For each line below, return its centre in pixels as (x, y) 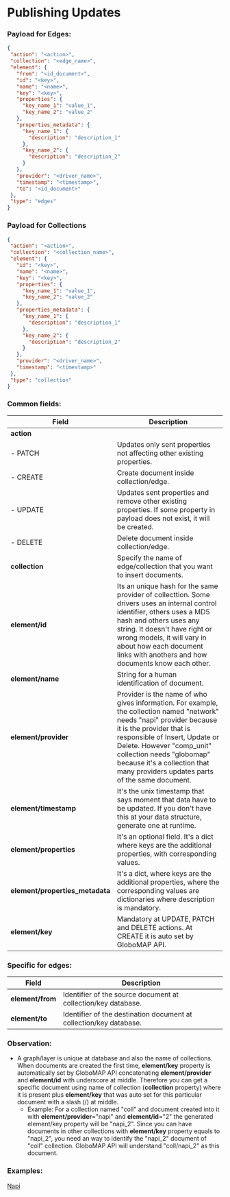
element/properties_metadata (61, 890)
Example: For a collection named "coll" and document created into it (123, 1109)
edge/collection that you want (165, 566)
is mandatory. (139, 907)
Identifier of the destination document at (128, 1014)
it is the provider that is (153, 728)
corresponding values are (158, 890)
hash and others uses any (158, 620)
